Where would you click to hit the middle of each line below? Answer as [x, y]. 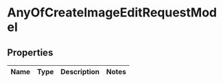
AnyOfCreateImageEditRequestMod [112, 13]
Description [80, 72]
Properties [30, 52]
